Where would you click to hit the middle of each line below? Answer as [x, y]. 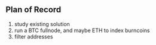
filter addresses [33, 36]
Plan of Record [33, 10]
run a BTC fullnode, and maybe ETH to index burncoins [82, 30]
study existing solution [42, 24]
